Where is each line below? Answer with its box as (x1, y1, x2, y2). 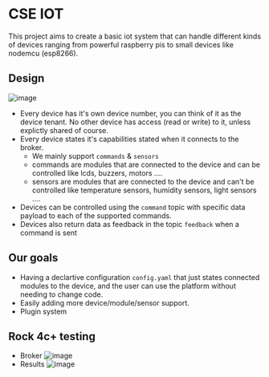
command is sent (19, 228, 78, 237)
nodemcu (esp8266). (8, 48, 79, 58)
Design (8, 71, 45, 85)
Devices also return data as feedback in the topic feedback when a (19, 219, 239, 229)
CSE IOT (8, 5, 64, 23)
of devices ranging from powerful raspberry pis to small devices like (8, 39, 234, 49)
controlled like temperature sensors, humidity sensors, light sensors (31, 185, 257, 195)
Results (19, 359, 45, 369)
